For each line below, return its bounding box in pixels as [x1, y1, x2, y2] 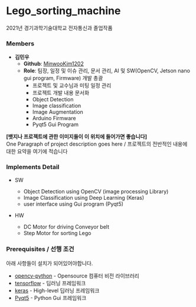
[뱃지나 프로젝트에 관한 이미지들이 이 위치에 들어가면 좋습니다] [6, 133, 148, 140]
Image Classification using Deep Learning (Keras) [23, 194, 145, 201]
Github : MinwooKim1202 [23, 60, 84, 67]
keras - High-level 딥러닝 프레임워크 [14, 287, 100, 294]
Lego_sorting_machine [6, 4, 121, 18]
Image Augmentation [32, 108, 84, 115]
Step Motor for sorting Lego [23, 229, 92, 236]
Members [6, 39, 34, 48]
